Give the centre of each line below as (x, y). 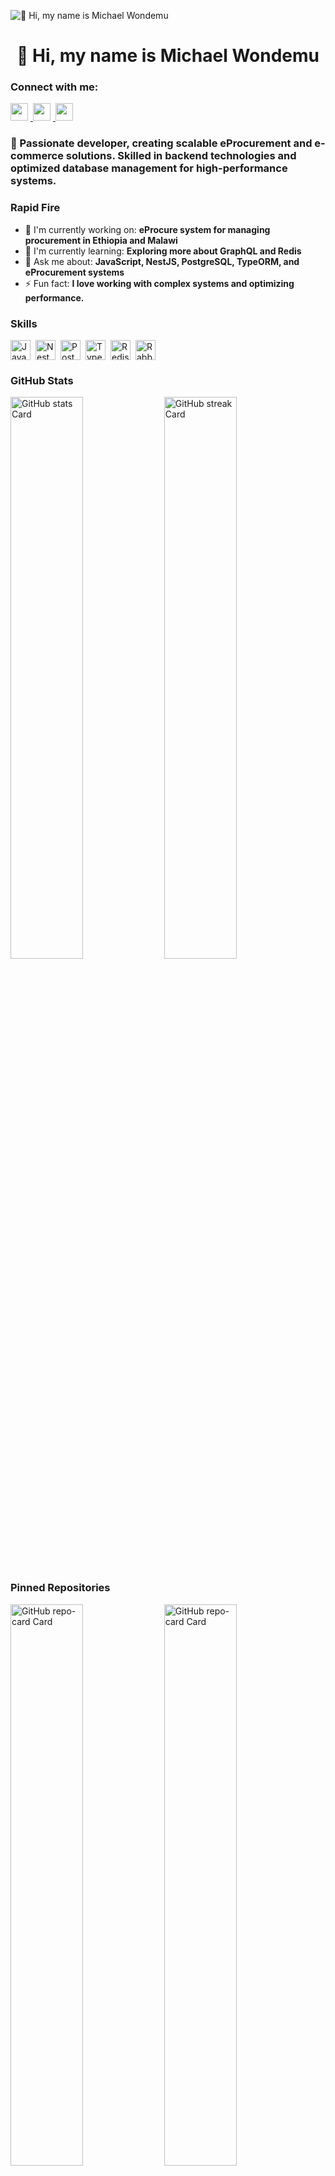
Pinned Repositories (60, 1588)
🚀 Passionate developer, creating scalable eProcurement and (161, 143)
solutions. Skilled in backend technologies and (181, 156)
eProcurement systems (74, 272)
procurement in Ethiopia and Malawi (101, 240)
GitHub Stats (42, 380)
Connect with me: (54, 87)
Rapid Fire (35, 208)
